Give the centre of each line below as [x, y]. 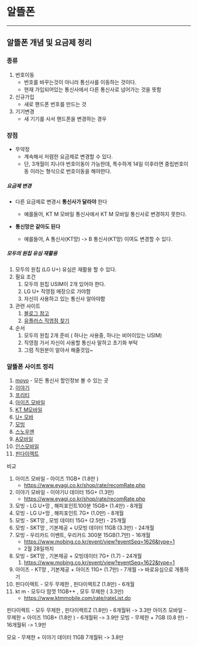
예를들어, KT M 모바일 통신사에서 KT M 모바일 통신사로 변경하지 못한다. [105, 214]
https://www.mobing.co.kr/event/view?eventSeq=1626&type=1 [99, 542]
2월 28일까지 [39, 549]
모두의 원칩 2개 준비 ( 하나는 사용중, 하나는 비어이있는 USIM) [93, 335]
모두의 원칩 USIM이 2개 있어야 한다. [65, 284]
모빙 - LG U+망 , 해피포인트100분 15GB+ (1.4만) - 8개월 [79, 506]
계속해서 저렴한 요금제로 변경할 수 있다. [68, 157]
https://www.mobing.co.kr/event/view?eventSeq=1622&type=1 [99, 563]
